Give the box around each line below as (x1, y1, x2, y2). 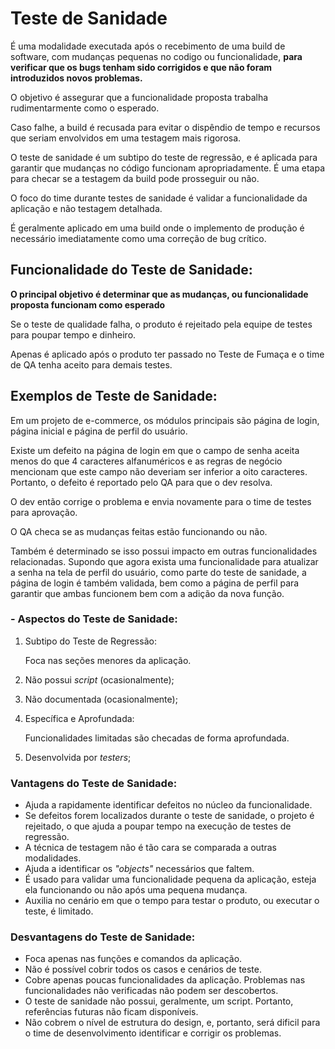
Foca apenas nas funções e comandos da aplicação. (24, 953, 243, 965)
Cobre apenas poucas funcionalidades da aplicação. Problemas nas (24, 974, 306, 986)
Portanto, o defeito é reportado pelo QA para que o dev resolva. (10, 476, 273, 488)
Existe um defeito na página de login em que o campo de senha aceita (10, 444, 300, 456)
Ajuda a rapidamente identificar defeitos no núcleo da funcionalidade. (24, 799, 313, 811)
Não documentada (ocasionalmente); (24, 693, 178, 705)
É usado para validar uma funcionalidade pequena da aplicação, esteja (24, 873, 317, 886)
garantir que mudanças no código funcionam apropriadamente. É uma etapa (10, 162, 326, 174)
